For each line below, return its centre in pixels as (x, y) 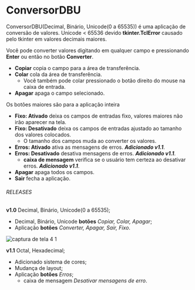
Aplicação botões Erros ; (44, 275)
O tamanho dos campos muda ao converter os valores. (90, 141)
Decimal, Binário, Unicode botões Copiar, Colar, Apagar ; (83, 222)
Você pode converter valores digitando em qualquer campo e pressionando (97, 50)
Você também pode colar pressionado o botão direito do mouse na (104, 81)
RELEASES (19, 192)
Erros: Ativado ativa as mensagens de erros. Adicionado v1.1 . (90, 147)
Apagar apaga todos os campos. (55, 172)
